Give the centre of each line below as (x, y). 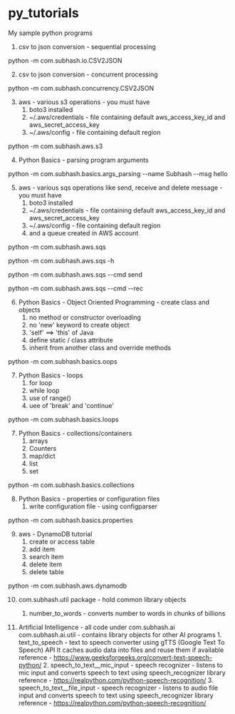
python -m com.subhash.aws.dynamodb (68, 586)
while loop (44, 390)
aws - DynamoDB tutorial (55, 534)
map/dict (42, 456)
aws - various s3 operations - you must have (84, 102)
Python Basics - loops (51, 375)
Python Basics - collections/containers (75, 433)
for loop (41, 382)
